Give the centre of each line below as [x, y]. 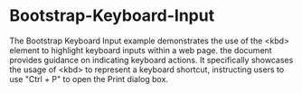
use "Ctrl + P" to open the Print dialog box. [89, 79]
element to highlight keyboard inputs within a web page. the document [141, 50]
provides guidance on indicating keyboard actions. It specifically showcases [151, 60]
